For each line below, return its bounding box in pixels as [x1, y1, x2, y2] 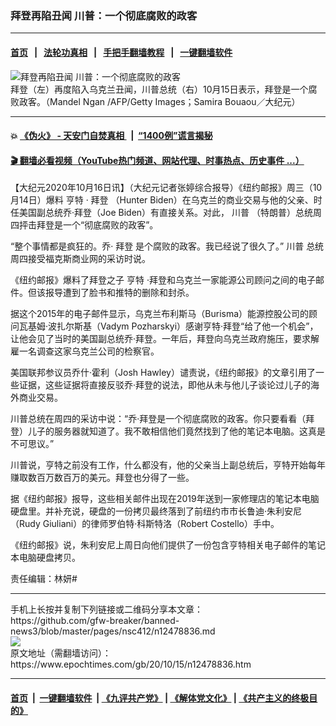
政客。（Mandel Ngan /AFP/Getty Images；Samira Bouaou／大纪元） [18, 95, 301, 107]
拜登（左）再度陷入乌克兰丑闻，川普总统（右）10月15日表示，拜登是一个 [10, 83, 309, 95]
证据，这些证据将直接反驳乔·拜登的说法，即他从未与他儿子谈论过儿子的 [18, 379, 312, 391]
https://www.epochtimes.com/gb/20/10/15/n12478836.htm [10, 658, 252, 671]
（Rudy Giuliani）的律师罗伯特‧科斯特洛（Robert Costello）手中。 [10, 518, 280, 530]
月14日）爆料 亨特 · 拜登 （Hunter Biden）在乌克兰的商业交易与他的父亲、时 [10, 194, 323, 206]
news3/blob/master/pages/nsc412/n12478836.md [10, 625, 216, 637]
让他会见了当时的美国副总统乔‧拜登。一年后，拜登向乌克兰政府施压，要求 [10, 333, 312, 345]
